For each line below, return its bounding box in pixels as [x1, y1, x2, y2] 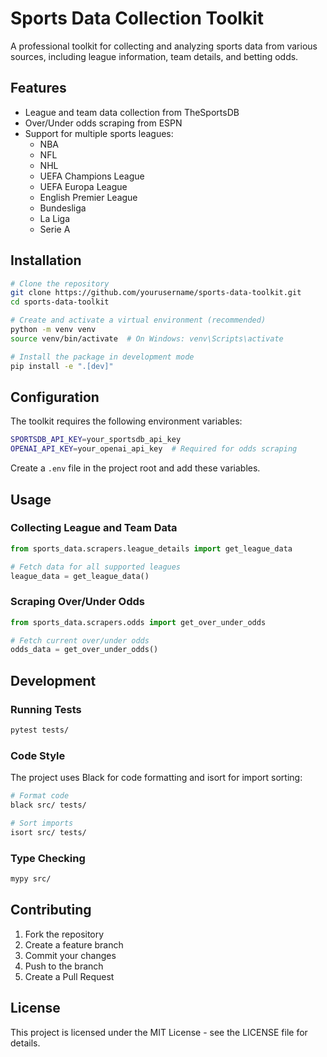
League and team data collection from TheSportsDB [24, 106, 240, 118]
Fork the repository [24, 928, 105, 940]
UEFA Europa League [39, 180, 128, 192]
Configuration [10, 388, 100, 406]
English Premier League [39, 191, 138, 203]
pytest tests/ [10, 725, 70, 736]
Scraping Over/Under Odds [10, 595, 145, 609]
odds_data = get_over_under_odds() [10, 645, 159, 655]
